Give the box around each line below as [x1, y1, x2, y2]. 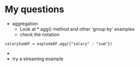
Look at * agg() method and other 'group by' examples [19, 26, 135, 32]
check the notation [19, 31, 60, 37]
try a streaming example [12, 55, 63, 62]
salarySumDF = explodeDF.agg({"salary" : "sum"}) [5, 41, 113, 47]
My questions [5, 4, 64, 15]
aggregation [12, 20, 38, 27]
